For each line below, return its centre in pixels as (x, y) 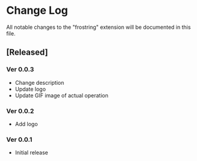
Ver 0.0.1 (19, 139)
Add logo (26, 124)
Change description (39, 82)
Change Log (37, 11)
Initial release (31, 153)
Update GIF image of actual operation (61, 95)
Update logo (30, 89)
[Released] (27, 53)
